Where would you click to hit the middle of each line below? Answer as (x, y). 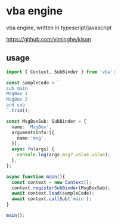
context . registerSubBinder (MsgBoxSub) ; (61, 188)
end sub (16, 105)
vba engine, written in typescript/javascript (59, 28)
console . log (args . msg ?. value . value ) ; (64, 155)
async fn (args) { (33, 149)
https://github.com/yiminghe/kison (49, 39)
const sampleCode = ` (33, 83)
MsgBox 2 (17, 99)
